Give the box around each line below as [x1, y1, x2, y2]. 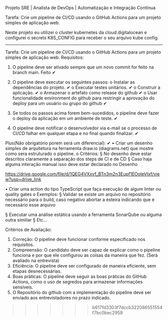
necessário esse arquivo [5, 202, 56, 207]
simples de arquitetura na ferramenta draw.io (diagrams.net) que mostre [5, 145, 154, 151]
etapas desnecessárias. [12, 268, 61, 274]
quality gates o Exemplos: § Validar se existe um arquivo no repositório [5, 191, 151, 197]
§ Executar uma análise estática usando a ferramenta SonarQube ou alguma [5, 211, 162, 217]
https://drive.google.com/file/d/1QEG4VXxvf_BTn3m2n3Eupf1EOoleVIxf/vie [5, 171, 160, 177]
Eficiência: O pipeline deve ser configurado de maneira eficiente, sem [12, 263, 156, 268]
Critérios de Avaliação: [5, 226, 52, 232]
